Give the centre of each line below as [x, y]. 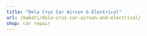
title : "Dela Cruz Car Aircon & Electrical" [64, 12]
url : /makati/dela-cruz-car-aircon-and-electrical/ [73, 18]
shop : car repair [28, 23]
